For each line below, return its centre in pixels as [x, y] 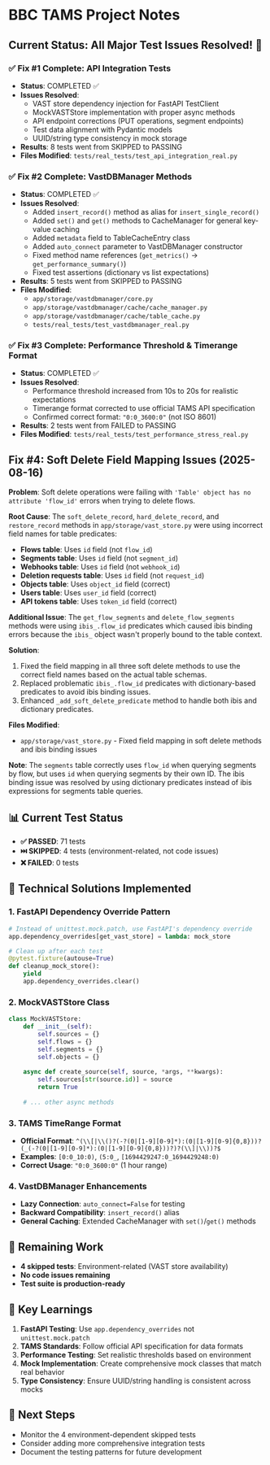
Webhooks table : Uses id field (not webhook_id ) [100, 567]
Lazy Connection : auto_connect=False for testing [102, 1204]
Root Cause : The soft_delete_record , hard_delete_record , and [114, 517]
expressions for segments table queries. [76, 791]
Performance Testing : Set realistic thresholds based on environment [136, 1354]
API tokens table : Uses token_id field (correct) [98, 602]
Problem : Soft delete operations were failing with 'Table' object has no [130, 492]
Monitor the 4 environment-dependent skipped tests [108, 1434]
